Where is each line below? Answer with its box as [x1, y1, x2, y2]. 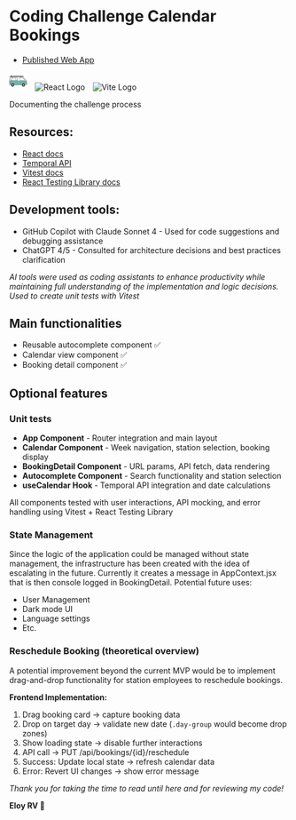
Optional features [9, 386, 108, 401]
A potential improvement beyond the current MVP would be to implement [9, 665, 277, 676]
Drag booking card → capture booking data [21, 709, 181, 720]
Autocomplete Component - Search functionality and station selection [21, 471, 282, 482]
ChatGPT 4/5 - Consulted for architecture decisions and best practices [21, 244, 282, 255]
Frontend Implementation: [9, 691, 108, 703]
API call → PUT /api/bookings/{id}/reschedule [21, 746, 190, 757]
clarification [21, 254, 66, 265]
